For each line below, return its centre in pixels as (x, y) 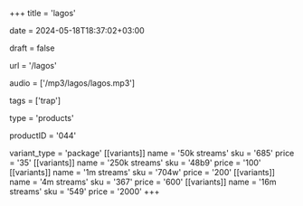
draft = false (32, 48)
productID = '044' (43, 136)
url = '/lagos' (33, 66)
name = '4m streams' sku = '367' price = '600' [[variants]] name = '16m (143, 182)
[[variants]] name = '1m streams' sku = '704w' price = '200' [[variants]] (142, 172)
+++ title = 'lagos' (43, 13)
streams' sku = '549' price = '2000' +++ (85, 192)
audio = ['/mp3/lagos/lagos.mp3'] (72, 83)
